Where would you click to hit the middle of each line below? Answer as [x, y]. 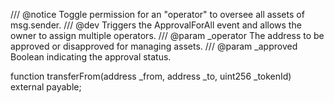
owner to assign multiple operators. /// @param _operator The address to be [167, 35]
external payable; [46, 87]
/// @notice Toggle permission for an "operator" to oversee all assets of [157, 14]
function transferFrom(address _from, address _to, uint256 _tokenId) [151, 76]
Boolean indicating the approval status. [91, 57]
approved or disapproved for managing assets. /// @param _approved [154, 46]
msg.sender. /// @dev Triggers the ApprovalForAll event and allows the [156, 25]
